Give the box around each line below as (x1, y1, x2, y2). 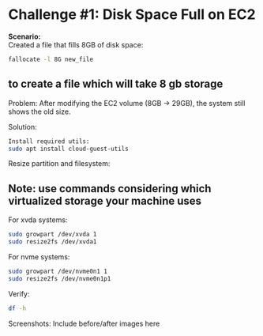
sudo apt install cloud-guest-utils (8, 145, 129, 153)
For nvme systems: (8, 251, 70, 262)
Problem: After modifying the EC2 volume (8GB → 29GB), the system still (8, 98, 246, 108)
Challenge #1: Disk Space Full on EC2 (8, 6, 256, 24)
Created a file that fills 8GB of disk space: (8, 40, 144, 49)
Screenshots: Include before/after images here (8, 319, 160, 328)
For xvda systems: (8, 215, 68, 225)
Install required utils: (8, 137, 90, 145)
